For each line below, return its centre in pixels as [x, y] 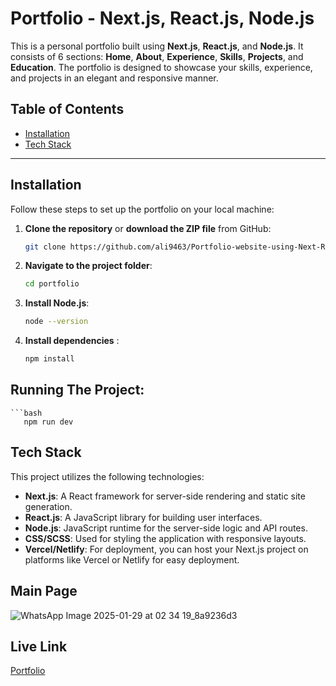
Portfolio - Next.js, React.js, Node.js [162, 18]
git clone [45, 247]
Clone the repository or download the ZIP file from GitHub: [148, 228]
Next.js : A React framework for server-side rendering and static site [165, 496]
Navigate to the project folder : [88, 266]
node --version [56, 322]
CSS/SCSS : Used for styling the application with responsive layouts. [165, 538]
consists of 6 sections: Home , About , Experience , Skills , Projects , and [157, 56]
